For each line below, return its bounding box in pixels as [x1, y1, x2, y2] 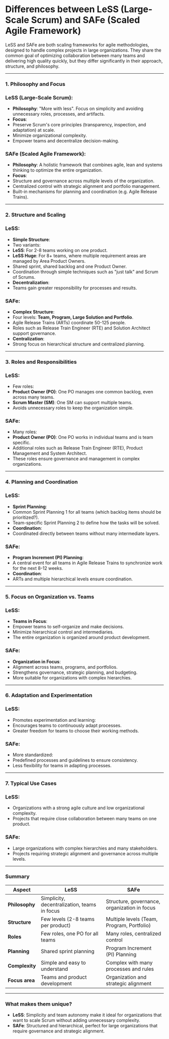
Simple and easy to [41, 959, 87, 966]
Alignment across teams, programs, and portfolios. [12, 664, 118, 670]
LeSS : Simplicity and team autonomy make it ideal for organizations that [12, 1012, 162, 1018]
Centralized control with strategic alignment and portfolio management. [12, 183, 161, 189]
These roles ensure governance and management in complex [12, 456, 140, 462]
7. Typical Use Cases [5, 779, 57, 786]
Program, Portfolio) [106, 922, 151, 929]
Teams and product [41, 973, 87, 980]
